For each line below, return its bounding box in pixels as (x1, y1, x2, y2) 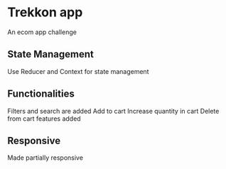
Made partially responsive (7, 153, 84, 162)
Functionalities (7, 88, 75, 100)
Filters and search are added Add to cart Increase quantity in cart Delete (7, 107, 220, 115)
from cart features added (7, 114, 81, 123)
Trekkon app (7, 4, 83, 21)
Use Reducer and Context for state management (7, 67, 149, 75)
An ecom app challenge (7, 28, 77, 36)
